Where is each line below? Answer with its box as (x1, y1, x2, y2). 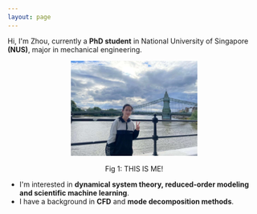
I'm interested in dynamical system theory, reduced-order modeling (18, 179, 250, 189)
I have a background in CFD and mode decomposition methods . (18, 196, 235, 206)
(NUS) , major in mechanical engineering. (7, 44, 142, 54)
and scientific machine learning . (18, 187, 130, 197)
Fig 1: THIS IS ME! (104, 163, 164, 173)
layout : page (7, 13, 51, 21)
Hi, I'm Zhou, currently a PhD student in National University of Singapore (7, 36, 249, 46)
